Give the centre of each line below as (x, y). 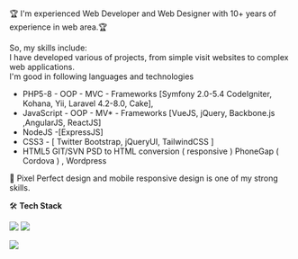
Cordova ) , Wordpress (64, 161)
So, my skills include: (48, 48)
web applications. (42, 67)
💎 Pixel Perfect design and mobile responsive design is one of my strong (144, 178)
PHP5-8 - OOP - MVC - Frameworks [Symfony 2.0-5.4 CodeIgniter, (147, 94)
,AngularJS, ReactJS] (62, 122)
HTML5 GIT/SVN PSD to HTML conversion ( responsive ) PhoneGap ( (150, 151)
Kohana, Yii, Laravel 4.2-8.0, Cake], (88, 103)
